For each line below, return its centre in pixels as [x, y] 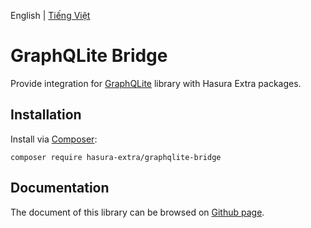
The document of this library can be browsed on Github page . [137, 212]
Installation [46, 115]
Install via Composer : [54, 139]
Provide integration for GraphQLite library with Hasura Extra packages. [156, 83]
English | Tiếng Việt [50, 15]
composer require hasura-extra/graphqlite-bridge [116, 157]
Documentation [60, 188]
